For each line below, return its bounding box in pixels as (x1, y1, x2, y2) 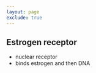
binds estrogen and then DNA (15, 60, 90, 67)
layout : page (6, 9, 40, 15)
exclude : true (6, 15, 43, 21)
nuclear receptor (15, 53, 58, 61)
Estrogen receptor (6, 37, 78, 47)
